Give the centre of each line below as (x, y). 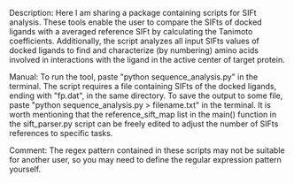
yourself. (25, 169)
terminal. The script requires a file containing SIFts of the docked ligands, (143, 86)
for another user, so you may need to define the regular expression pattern (145, 160)
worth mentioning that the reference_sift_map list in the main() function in (143, 114)
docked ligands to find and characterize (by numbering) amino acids (134, 50)
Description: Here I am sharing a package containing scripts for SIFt (133, 13)
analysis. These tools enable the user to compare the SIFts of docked (136, 22)
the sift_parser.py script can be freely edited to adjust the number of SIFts (144, 124)
